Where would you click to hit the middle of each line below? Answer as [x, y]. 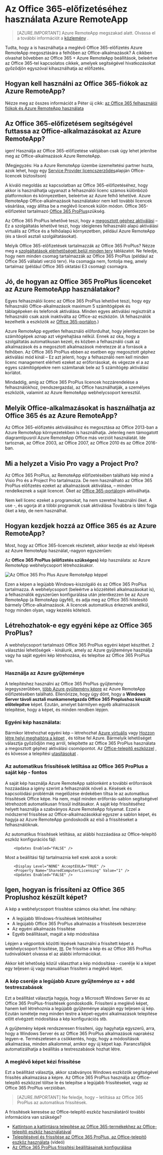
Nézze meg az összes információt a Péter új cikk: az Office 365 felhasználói [81, 103]
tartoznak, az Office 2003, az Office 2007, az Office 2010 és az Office [75, 443]
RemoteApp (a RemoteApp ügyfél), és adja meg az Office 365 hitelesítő [76, 600]
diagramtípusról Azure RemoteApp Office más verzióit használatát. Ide [75, 438]
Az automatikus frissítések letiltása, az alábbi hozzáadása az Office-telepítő [81, 834]
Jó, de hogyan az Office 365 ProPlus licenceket [78, 282]
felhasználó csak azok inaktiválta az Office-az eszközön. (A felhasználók [78, 316]
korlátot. [13, 373]
